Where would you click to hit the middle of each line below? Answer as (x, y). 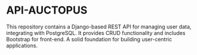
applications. (22, 46)
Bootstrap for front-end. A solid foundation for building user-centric (89, 39)
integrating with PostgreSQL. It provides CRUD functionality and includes (96, 33)
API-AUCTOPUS (47, 10)
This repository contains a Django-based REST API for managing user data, (99, 27)
